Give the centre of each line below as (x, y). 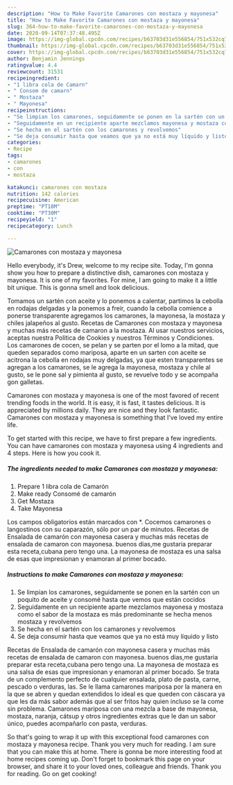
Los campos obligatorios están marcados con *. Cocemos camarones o (109, 521)
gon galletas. (26, 381)
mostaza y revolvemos (49, 621)
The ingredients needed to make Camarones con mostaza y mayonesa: (113, 469)
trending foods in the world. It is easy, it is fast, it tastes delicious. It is (106, 402)
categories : (24, 143)
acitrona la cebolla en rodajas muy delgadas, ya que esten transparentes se (115, 360)
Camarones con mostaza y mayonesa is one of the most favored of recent (113, 395)
